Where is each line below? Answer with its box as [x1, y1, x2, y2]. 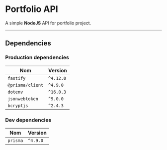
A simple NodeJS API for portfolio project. [5, 20, 91, 26]
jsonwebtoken [7, 96, 39, 102]
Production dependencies [5, 54, 70, 61]
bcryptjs [7, 103, 28, 108]
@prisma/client [7, 82, 44, 88]
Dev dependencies [5, 116, 52, 123]
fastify [7, 75, 26, 81]
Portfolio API [5, 3, 58, 15]
